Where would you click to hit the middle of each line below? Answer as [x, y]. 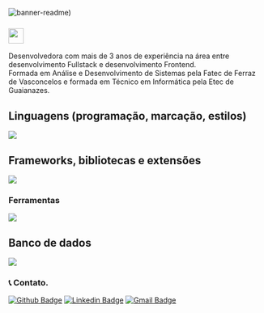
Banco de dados [50, 243]
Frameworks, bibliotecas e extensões [105, 161]
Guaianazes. [29, 91]
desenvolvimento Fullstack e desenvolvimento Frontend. [102, 65]
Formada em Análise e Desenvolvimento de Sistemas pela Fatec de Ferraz [132, 74]
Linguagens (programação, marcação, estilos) [128, 116]
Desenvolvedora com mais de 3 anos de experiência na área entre [119, 56]
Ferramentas [34, 200]
